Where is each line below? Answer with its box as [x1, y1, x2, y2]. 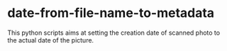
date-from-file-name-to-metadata [7, 5, 215, 21]
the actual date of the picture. [7, 35, 94, 44]
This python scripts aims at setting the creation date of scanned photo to [7, 28, 221, 37]
